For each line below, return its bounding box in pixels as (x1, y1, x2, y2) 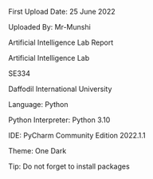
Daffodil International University (8, 84, 112, 93)
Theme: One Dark (8, 146, 67, 155)
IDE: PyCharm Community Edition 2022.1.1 (8, 131, 146, 140)
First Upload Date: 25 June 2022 (8, 7, 116, 16)
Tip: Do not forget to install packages (8, 161, 130, 171)
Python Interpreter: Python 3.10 (8, 115, 111, 125)
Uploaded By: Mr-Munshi (8, 22, 92, 31)
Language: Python (8, 100, 69, 109)
